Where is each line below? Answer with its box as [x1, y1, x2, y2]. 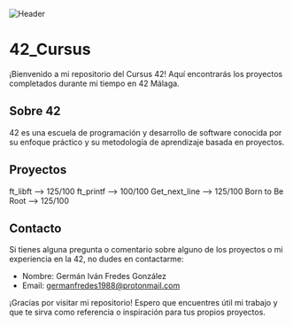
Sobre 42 [9, 104, 61, 119]
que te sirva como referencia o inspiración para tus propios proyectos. [9, 307, 266, 318]
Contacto [9, 221, 62, 236]
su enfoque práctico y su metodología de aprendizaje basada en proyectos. [9, 136, 285, 147]
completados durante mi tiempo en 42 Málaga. [9, 78, 180, 89]
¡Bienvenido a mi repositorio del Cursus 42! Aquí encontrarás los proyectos [9, 68, 283, 79]
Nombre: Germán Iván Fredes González [21, 271, 166, 282]
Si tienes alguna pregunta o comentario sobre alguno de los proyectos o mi [9, 244, 283, 255]
